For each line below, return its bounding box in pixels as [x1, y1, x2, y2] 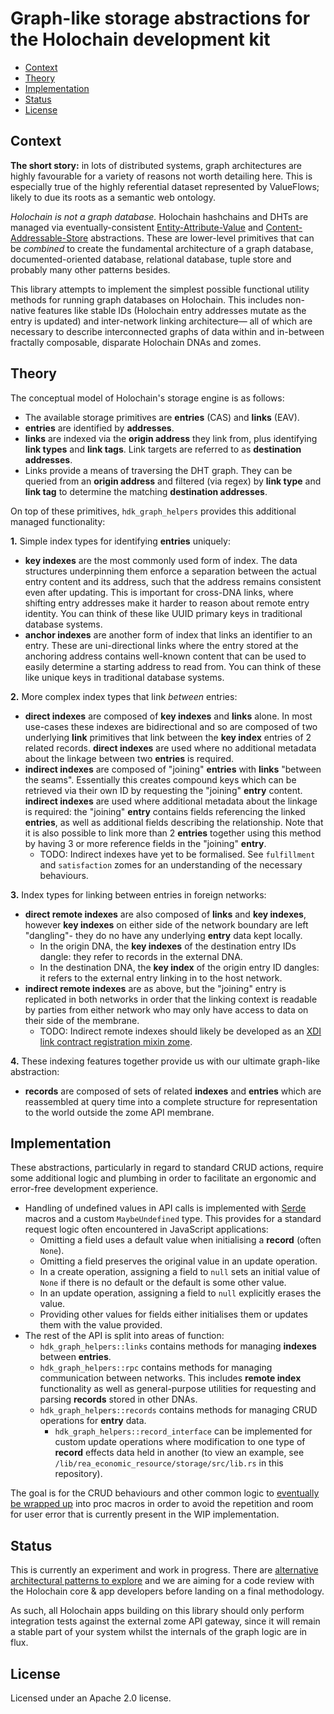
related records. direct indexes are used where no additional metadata [24, 742, 317, 754]
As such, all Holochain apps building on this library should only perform [10, 1605, 305, 1617]
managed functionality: [10, 515, 106, 527]
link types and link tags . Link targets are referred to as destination [24, 443, 302, 455]
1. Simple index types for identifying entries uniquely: [10, 535, 231, 547]
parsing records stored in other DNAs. [39, 1393, 198, 1406]
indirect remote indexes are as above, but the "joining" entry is [24, 982, 287, 994]
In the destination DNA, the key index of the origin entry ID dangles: [39, 961, 320, 973]
